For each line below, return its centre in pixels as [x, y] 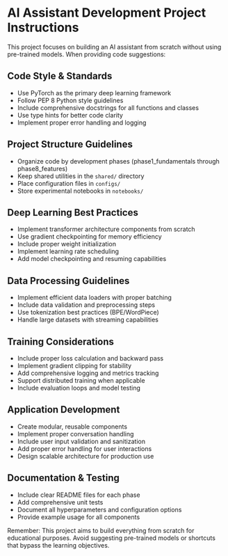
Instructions [43, 27]
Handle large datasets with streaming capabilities [88, 320]
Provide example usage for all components [79, 517]
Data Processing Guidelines [68, 281]
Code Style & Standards [60, 76]
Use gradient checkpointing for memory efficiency [89, 237]
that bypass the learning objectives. [58, 545]
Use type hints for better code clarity [70, 115]
